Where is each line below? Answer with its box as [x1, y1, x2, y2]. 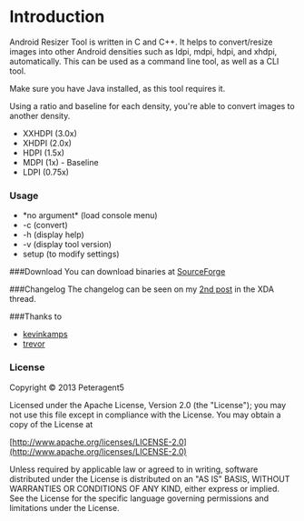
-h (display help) [22, 229, 84, 240]
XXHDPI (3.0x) [22, 127, 77, 138]
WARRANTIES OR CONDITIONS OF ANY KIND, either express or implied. [9, 483, 279, 494]
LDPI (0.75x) [22, 166, 70, 177]
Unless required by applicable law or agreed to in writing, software [9, 464, 259, 475]
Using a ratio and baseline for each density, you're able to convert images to [9, 100, 295, 111]
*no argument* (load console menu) [22, 210, 158, 221]
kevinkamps [22, 329, 68, 340]
